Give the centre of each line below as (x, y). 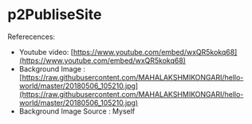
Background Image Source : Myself (77, 111)
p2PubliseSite (55, 15)
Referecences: (31, 37)
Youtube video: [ (46, 52)
